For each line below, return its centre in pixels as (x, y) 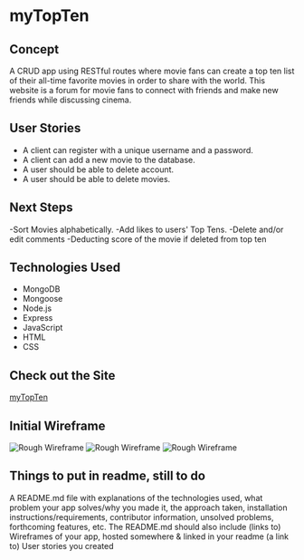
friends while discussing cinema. (71, 100)
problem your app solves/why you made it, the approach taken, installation (148, 507)
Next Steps (41, 208)
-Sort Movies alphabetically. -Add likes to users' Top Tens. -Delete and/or (147, 229)
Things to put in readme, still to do (108, 476)
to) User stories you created (62, 546)
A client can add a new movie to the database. (109, 159)
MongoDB (41, 289)
